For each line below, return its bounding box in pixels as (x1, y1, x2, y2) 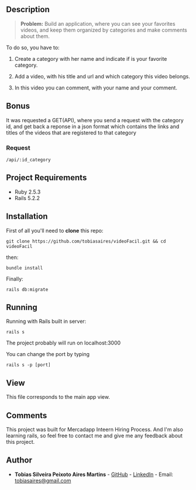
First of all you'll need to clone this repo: (6, 227, 104, 234)
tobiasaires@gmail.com (14, 477, 71, 484)
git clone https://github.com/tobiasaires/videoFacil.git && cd (6, 238, 166, 244)
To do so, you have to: (6, 44, 60, 51)
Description (6, 5, 50, 15)
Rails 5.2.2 (14, 194, 40, 201)
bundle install (6, 265, 43, 271)
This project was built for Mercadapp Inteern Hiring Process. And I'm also (6, 426, 183, 433)
